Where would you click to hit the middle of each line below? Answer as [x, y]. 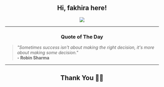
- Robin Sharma [33, 58]
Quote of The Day [82, 37]
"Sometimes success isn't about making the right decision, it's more [86, 47]
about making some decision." [48, 53]
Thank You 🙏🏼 [82, 78]
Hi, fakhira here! [82, 8]
